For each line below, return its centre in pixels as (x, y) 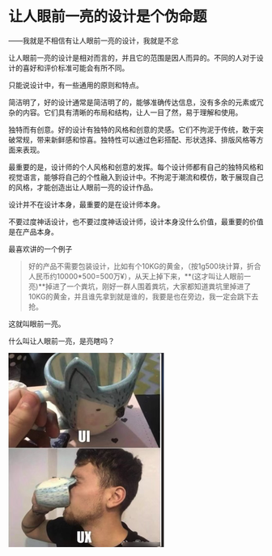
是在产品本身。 (33, 231)
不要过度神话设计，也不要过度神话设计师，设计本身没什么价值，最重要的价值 (136, 221)
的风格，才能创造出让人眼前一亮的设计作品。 (83, 187)
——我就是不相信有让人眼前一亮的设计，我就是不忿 (93, 40)
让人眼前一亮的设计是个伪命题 (108, 17)
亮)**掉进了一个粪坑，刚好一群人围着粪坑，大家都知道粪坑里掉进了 (139, 286)
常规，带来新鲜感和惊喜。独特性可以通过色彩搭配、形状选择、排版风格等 (136, 139)
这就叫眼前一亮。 (37, 324)
